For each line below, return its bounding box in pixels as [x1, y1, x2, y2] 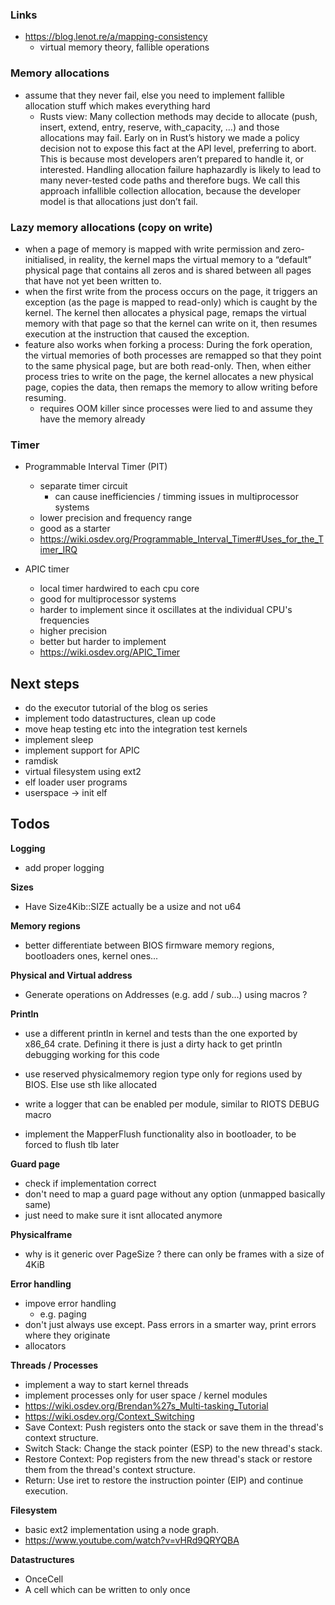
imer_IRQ [39, 544, 78, 556]
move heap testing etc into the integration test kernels [24, 723, 248, 735]
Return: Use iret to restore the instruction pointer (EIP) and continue [24, 1474, 304, 1486]
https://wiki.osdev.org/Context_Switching [24, 1410, 195, 1422]
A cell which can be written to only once [24, 1583, 191, 1595]
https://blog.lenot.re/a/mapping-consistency [24, 31, 208, 43]
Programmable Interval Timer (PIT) [24, 461, 168, 473]
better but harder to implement [39, 636, 167, 648]
